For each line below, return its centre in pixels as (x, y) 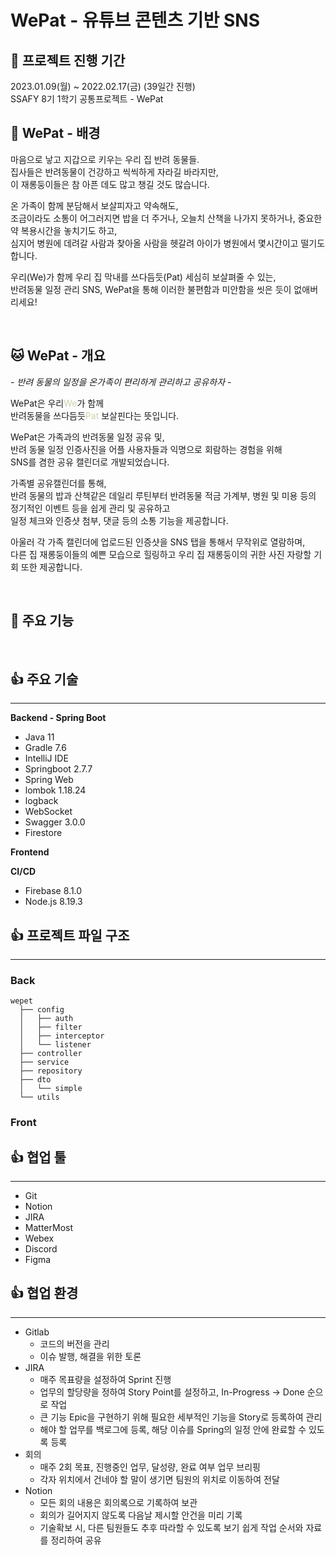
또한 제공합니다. (51, 567)
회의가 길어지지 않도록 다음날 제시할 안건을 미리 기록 (141, 1515)
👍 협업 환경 (44, 1293)
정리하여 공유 (76, 1540)
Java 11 (39, 737)
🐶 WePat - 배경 (55, 133)
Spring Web (49, 780)
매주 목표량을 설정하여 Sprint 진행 (105, 1379)
